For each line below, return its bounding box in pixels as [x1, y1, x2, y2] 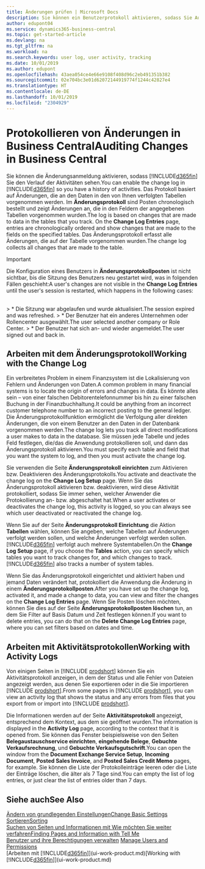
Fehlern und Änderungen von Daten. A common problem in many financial [6, 381, 191, 388]
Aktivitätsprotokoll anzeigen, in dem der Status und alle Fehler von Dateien [6, 674, 193, 682]
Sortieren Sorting [6, 817, 48, 824]
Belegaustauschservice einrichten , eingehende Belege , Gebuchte [6, 738, 178, 745]
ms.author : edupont [6, 65, 56, 72]
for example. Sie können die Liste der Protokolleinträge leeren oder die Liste [6, 764, 197, 771]
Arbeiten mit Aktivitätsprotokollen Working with [6, 642, 190, 652]
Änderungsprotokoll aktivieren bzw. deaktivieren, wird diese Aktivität [6, 484, 179, 491]
